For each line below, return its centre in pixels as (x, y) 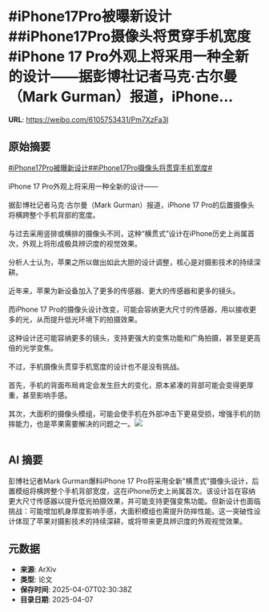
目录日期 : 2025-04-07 (56, 600)
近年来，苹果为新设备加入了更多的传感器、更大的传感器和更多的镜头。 (124, 291)
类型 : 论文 (36, 580)
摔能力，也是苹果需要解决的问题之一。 (71, 423)
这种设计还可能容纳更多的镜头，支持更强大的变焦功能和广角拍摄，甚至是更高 (134, 337)
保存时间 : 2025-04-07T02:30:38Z (76, 590)
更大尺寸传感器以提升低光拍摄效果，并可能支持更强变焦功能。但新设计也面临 (134, 501)
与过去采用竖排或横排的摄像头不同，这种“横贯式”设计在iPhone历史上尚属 (128, 233)
